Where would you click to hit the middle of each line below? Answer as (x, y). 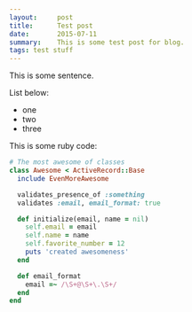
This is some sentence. (52, 75)
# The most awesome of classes (67, 162)
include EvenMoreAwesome (63, 178)
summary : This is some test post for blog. (97, 42)
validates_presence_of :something (81, 195)
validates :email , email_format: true (89, 203)
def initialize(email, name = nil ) (83, 219)
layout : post (41, 17)
